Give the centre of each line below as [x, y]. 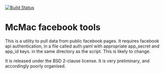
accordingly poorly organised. [36, 66]
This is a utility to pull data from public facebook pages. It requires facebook [82, 41]
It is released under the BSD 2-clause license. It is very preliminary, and [77, 61]
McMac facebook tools [53, 27]
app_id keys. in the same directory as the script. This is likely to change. [78, 51]
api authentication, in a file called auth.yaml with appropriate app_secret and [82, 46]
